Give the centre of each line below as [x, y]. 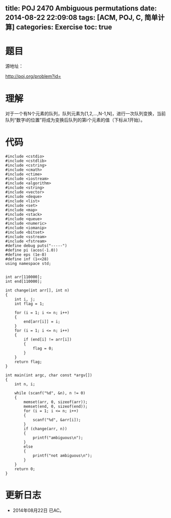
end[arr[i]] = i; [42, 322]
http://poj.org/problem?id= [33, 77]
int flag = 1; [29, 304]
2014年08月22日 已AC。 [38, 510]
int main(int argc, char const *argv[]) [49, 375]
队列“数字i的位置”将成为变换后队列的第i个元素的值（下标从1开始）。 [75, 120]
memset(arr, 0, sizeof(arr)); [56, 402]
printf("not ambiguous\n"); [63, 456]
